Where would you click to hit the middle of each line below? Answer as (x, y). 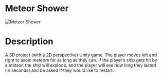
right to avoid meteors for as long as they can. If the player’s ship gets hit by (81, 60)
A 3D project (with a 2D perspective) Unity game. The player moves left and (81, 55)
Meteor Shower (37, 8)
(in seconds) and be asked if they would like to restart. (60, 70)
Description (29, 41)
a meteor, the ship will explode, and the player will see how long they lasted (81, 65)
